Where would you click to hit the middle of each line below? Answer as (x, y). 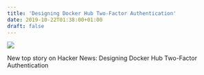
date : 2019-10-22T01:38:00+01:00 (55, 20)
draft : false (26, 26)
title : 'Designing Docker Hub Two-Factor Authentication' (92, 13)
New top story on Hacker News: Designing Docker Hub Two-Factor (102, 58)
